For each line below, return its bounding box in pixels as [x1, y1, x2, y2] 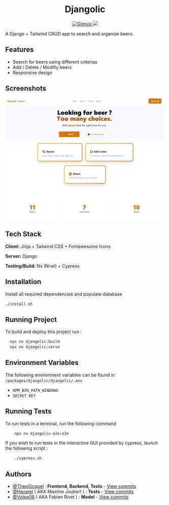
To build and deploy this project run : [5, 329, 82, 335]
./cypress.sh [14, 456, 42, 461]
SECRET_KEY [12, 393, 36, 398]
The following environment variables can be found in [5, 372, 115, 378]
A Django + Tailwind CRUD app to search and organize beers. [5, 30, 134, 36]
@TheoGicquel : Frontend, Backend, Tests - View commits [12, 483, 137, 489]
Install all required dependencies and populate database [5, 291, 122, 297]
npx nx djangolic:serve [10, 345, 60, 350]
